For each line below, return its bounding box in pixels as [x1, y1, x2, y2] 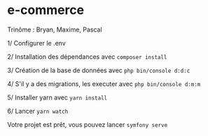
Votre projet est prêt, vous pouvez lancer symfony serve [7, 120, 168, 128]
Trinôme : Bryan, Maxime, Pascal [7, 25, 103, 34]
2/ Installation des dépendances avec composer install [7, 52, 167, 61]
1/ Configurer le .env [7, 39, 67, 47]
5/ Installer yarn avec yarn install [7, 93, 107, 102]
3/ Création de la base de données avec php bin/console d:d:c [7, 66, 190, 74]
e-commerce [7, 2, 85, 18]
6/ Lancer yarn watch [7, 107, 69, 115]
